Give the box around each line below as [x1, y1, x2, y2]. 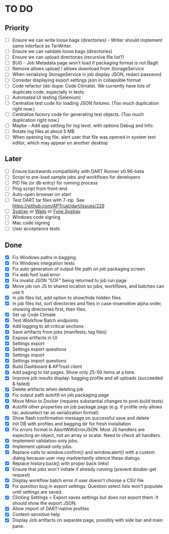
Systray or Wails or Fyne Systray [12, 208, 81, 215]
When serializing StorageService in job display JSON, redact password [12, 71, 162, 77]
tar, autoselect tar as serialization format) [12, 409, 99, 415]
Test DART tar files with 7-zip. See [12, 197, 85, 203]
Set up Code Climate [12, 311, 56, 317]
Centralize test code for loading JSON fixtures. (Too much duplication [12, 100, 159, 106]
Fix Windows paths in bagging [12, 254, 76, 261]
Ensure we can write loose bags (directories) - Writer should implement [12, 37, 163, 43]
